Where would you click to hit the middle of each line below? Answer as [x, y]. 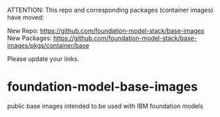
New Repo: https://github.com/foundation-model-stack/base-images [106, 31]
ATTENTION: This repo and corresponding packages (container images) [110, 10]
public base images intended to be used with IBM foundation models [105, 106]
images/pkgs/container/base [48, 45]
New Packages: [29, 38]
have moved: [26, 17]
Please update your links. [43, 59]
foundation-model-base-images [102, 87]
